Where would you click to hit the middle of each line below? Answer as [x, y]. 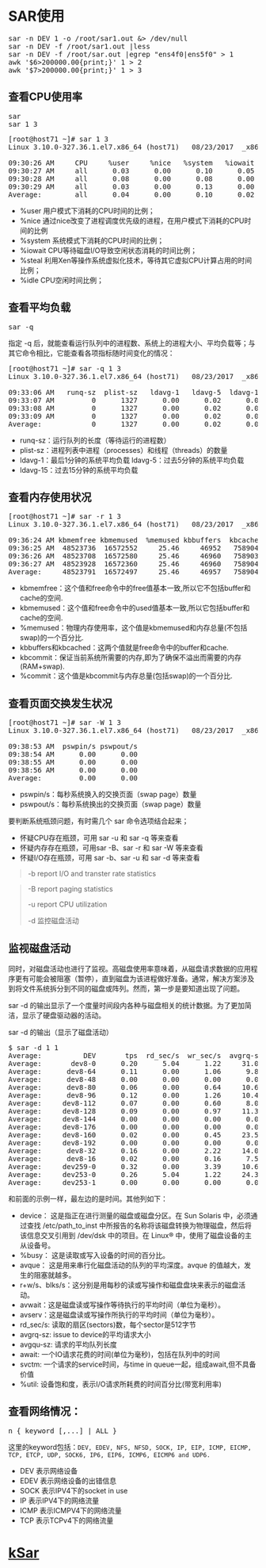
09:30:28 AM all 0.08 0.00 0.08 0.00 [131, 178]
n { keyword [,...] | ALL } [63, 1431]
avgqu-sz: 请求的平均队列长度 [68, 1344]
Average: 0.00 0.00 [73, 778]
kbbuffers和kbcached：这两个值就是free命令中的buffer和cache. [124, 648]
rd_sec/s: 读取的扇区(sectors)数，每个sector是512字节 [108, 1325]
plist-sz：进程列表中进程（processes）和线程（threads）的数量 [123, 450]
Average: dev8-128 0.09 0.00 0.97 [115, 1111]
